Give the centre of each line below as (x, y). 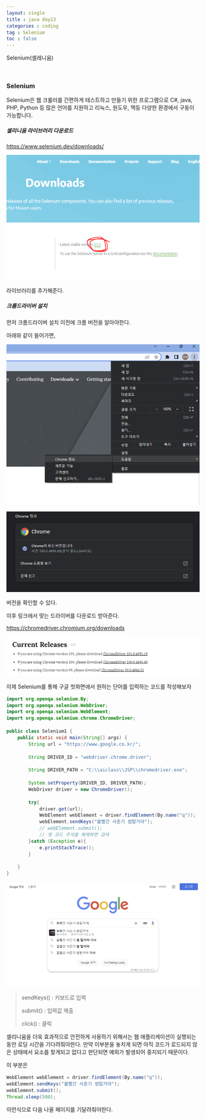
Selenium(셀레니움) (30, 58)
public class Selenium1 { (39, 731)
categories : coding (33, 26)
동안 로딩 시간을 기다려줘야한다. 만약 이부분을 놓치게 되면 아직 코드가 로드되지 (99, 1044)
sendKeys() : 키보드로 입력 (54, 998)
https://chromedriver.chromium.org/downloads (66, 628)
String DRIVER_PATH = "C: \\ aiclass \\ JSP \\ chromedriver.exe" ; (108, 770)
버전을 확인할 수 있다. (32, 603)
